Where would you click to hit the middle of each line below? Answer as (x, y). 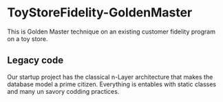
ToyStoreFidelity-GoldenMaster (100, 13)
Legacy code (35, 61)
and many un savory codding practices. (63, 91)
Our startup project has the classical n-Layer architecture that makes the (110, 77)
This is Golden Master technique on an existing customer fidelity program (111, 31)
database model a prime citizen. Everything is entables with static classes (112, 84)
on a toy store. (28, 38)
